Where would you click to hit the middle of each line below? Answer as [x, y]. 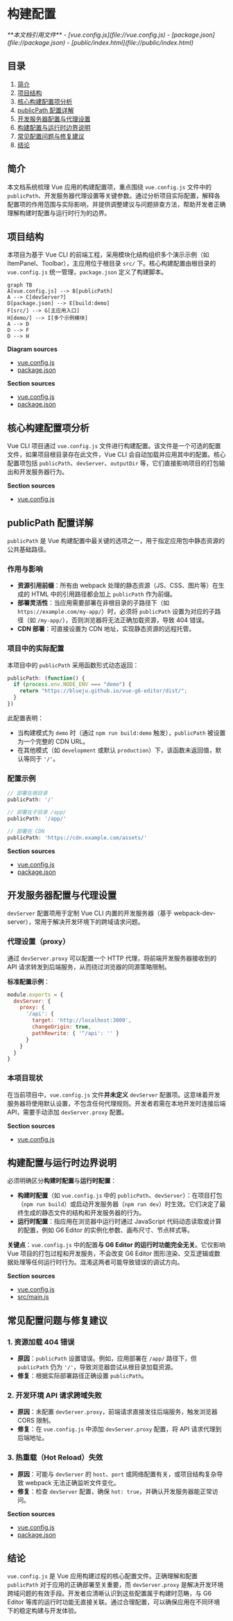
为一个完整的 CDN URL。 [53, 741]
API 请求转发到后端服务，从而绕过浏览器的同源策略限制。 [89, 967]
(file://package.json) [36, 42]
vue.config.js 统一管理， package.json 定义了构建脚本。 [87, 272]
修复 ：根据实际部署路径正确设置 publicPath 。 [82, 1376]
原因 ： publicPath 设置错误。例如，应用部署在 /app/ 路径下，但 [107, 1358]
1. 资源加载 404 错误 [41, 1341]
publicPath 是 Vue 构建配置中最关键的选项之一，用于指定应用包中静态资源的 [116, 541]
